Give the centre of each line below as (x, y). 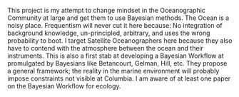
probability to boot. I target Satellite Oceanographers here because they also (120, 41)
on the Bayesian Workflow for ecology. (64, 86)
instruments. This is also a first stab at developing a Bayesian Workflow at (116, 56)
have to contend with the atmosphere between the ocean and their (105, 48)
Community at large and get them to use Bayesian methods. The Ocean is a (118, 18)
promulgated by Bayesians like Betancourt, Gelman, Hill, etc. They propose (117, 63)
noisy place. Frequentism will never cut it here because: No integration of (115, 25)
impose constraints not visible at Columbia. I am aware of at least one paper (119, 78)
